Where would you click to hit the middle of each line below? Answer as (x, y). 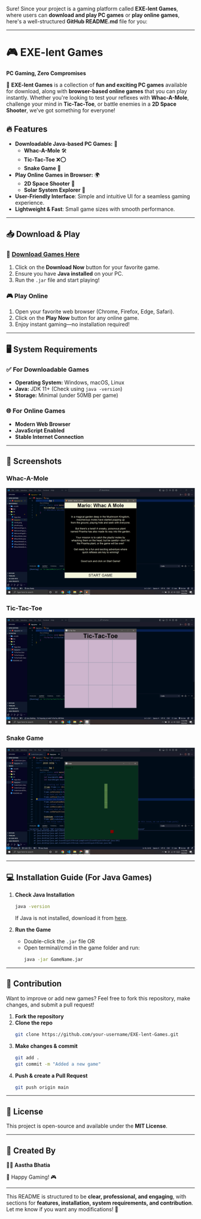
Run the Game (33, 930)
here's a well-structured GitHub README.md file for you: (77, 21)
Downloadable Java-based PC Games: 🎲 (66, 144)
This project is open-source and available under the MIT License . (87, 1126)
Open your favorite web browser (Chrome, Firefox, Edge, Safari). (95, 311)
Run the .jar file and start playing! (57, 280)
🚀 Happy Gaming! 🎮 (31, 1177)
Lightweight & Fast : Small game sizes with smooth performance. (95, 209)
